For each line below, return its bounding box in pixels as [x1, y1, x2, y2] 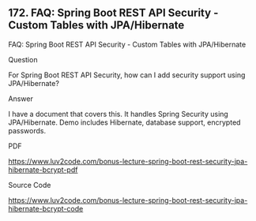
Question [8, 54, 38, 64]
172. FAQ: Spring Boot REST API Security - [8, 6, 219, 20]
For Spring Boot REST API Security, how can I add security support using [8, 70, 246, 80]
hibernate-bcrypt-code [8, 204, 84, 213]
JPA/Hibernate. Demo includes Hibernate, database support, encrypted [8, 118, 241, 127]
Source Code [8, 180, 51, 189]
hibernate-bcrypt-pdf [8, 165, 78, 174]
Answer [8, 94, 33, 103]
